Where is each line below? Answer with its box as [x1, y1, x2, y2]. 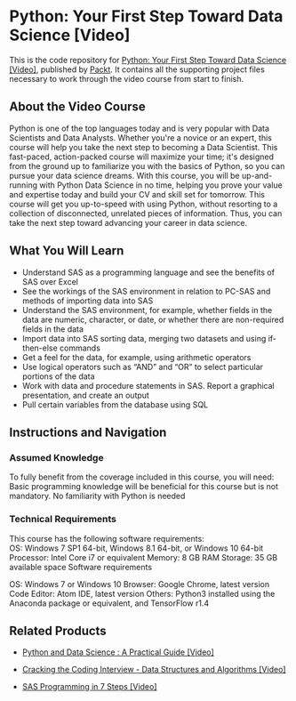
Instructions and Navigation [9, 424, 167, 439]
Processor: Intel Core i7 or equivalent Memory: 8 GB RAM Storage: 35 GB [9, 552, 278, 562]
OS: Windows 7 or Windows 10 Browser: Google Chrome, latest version [9, 578, 269, 589]
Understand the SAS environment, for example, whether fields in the [21, 304, 273, 315]
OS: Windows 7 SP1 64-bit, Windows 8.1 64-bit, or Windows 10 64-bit [9, 543, 264, 553]
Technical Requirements [9, 513, 117, 526]
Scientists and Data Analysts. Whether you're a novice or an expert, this [9, 132, 273, 143]
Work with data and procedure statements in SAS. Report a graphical [21, 380, 275, 391]
